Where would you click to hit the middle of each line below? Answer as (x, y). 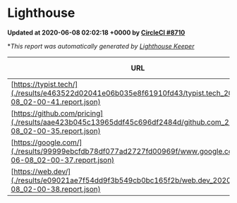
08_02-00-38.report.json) (56, 189)
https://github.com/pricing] (59, 113)
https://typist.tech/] (46, 84)
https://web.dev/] (42, 171)
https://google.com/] (48, 142)
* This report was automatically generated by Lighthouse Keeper (101, 46)
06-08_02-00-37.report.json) (63, 160)
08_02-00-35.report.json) (56, 130)
